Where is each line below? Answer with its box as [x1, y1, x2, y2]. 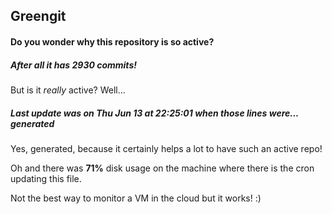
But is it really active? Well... [10, 84, 126, 96]
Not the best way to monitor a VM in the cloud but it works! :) [10, 192, 262, 204]
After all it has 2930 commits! [10, 59, 137, 71]
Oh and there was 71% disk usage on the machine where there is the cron [10, 162, 315, 174]
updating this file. [10, 172, 82, 184]
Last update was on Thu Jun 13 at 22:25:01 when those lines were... [10, 107, 299, 119]
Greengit [10, 8, 67, 25]
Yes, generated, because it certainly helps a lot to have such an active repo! [10, 142, 323, 154]
